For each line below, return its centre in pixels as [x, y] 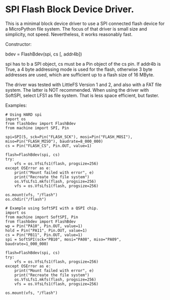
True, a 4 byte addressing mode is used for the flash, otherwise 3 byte [79, 69]
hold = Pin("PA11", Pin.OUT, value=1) [46, 230]
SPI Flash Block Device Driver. [70, 9]
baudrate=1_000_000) [27, 244]
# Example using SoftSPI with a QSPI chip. [52, 208]
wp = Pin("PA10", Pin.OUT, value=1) [44, 226]
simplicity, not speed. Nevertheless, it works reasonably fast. [69, 34]
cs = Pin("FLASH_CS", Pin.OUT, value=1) [49, 146]
